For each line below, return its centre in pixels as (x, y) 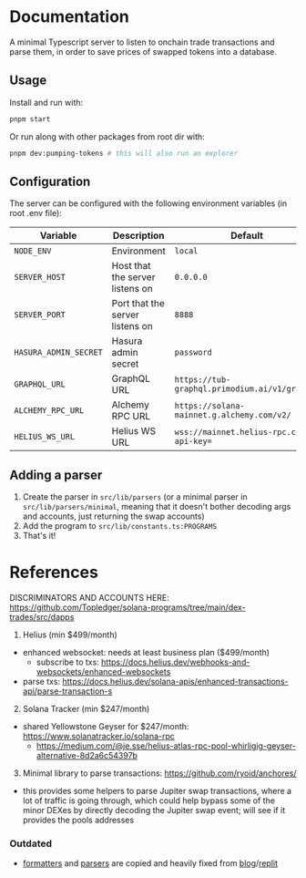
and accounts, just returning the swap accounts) (113, 516)
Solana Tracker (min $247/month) (86, 709)
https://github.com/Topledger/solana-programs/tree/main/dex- (127, 607)
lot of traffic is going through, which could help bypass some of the (149, 801)
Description (138, 236)
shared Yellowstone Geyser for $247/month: (106, 727)
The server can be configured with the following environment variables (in (148, 203)
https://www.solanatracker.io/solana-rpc (99, 737)
